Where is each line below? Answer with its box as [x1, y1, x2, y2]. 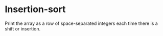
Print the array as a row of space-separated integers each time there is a [5, 20, 158, 26]
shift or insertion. [5, 25, 41, 31]
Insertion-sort [5, 4, 66, 15]
